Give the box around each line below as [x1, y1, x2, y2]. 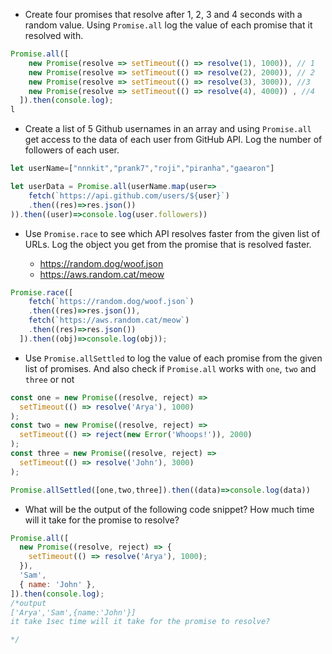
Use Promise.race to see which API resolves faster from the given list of [24, 227, 321, 239]
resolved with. [24, 30, 84, 41]
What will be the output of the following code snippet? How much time [24, 503, 315, 515]
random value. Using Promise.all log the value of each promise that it [24, 19, 313, 31]
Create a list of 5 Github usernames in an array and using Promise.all [24, 123, 312, 135]
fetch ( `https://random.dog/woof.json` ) [28, 297, 195, 307]
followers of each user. [24, 144, 120, 156]
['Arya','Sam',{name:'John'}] [10, 607, 137, 618]
